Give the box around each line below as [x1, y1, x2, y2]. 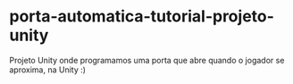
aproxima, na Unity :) [9, 64, 87, 75]
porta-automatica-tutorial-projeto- [9, 6, 275, 27]
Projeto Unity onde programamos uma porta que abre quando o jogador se [9, 55, 285, 65]
